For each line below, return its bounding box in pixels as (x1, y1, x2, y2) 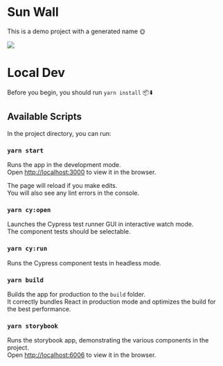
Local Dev (7, 65, 66, 80)
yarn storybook (7, 322, 59, 330)
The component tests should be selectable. (7, 227, 131, 236)
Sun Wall (7, 4, 59, 20)
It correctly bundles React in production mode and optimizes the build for (7, 297, 216, 306)
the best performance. (7, 304, 71, 313)
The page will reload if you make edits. (7, 181, 118, 189)
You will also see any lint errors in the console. (7, 189, 140, 197)
